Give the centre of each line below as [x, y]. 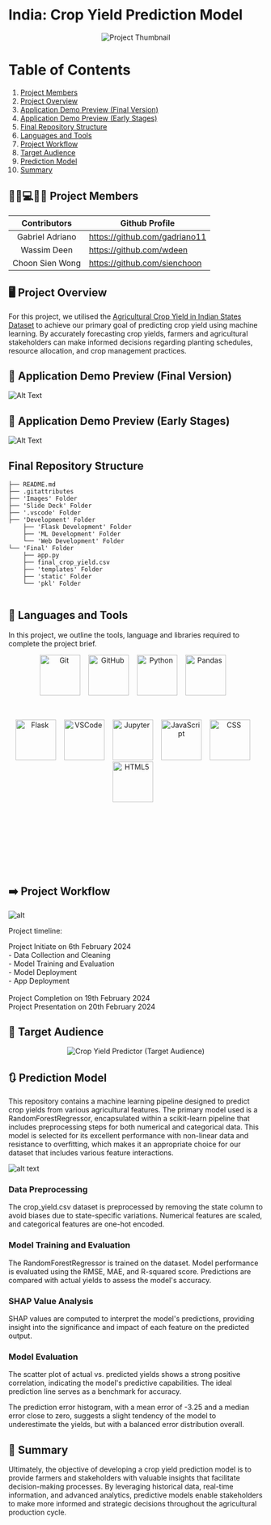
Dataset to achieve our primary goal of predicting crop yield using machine [133, 324]
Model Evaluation [43, 1357]
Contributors [47, 222]
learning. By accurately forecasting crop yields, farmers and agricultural [128, 333]
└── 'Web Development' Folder [74, 541]
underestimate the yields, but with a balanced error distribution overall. [127, 1425]
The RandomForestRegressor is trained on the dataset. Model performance [133, 1263]
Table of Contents [70, 70]
